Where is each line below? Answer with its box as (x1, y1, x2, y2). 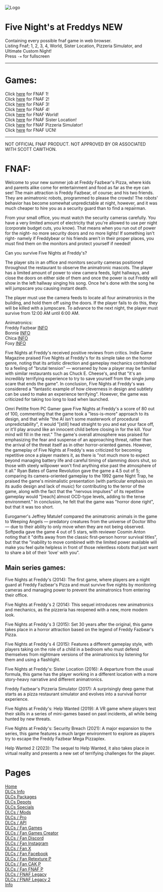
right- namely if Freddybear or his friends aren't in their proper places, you (5, 235, 154, 241)
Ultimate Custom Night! (5, 48, 52, 54)
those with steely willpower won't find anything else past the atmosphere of (5, 462, 157, 468)
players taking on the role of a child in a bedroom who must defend (5, 646, 139, 652)
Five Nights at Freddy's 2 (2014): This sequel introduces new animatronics (5, 601, 154, 607)
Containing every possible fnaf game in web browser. (5, 37, 112, 43)
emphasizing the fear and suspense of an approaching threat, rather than (5, 437, 152, 442)
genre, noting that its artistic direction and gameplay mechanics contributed (5, 360, 157, 366)
